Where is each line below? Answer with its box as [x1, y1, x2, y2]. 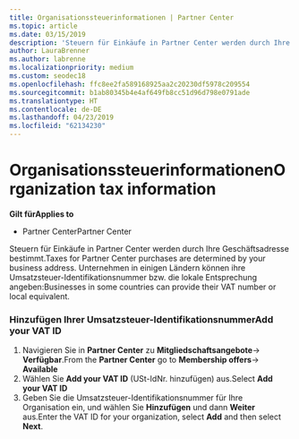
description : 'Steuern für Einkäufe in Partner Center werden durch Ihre [9, 38, 291, 47]
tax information [99, 179, 217, 200]
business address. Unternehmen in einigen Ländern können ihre [9, 262, 246, 273]
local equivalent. [9, 290, 70, 301]
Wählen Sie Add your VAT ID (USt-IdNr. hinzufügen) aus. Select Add [21, 374, 273, 384]
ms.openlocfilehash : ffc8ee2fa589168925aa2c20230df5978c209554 [9, 80, 251, 89]
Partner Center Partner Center [21, 226, 132, 237]
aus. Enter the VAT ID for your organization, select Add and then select [21, 411, 282, 422]
